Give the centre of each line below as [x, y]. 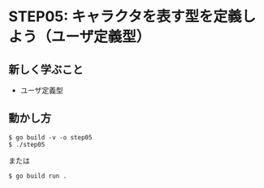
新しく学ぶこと [46, 69]
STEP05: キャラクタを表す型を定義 [125, 17]
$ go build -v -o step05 [50, 137]
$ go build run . [38, 176]
